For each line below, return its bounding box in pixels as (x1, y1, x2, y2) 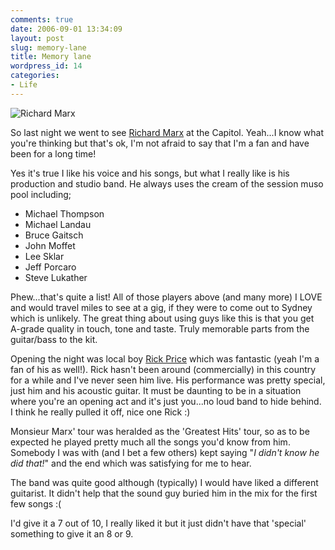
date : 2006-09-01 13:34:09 (10, 24, 123, 34)
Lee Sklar (24, 250, 65, 262)
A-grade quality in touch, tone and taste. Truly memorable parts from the (10, 322, 310, 335)
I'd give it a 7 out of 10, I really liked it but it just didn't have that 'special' (10, 517, 307, 529)
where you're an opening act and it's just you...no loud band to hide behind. (10, 395, 322, 407)
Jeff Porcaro (24, 261, 77, 273)
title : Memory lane (10, 52, 92, 62)
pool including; (10, 188, 72, 200)
